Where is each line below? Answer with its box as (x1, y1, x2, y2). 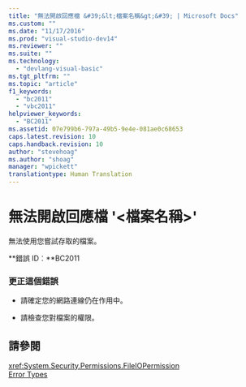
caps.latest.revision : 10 (8, 132, 96, 140)
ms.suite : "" (8, 49, 53, 58)
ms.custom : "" (8, 19, 57, 28)
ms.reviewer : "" (8, 42, 63, 50)
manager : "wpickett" (8, 163, 79, 171)
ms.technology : (8, 58, 60, 66)
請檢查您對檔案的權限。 (19, 313, 99, 323)
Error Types (8, 370, 48, 380)
